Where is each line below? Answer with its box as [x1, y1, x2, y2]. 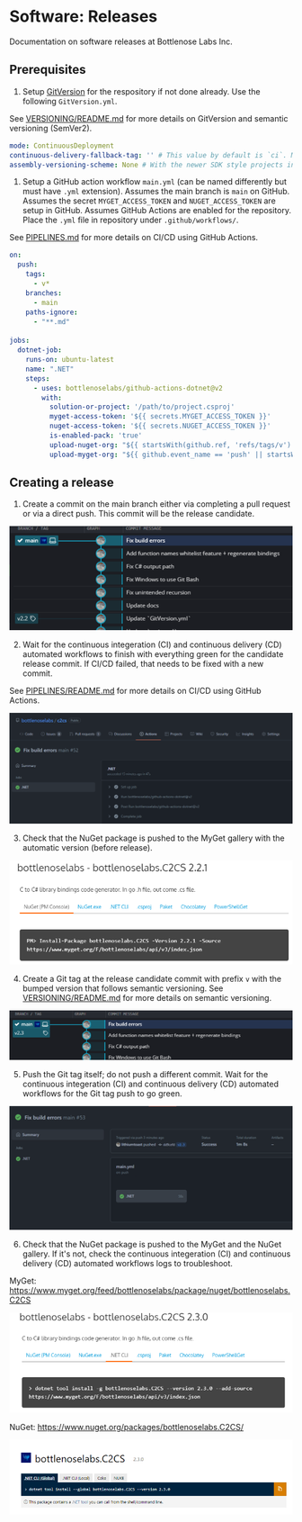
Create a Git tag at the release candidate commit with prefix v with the [22, 973, 281, 984]
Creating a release [9, 475, 114, 491]
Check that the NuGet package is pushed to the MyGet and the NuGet [22, 1238, 281, 1249]
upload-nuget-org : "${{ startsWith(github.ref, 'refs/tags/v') [49, 440, 292, 449]
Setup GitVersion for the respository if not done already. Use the [22, 86, 261, 96]
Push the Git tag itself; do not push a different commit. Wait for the [22, 1069, 269, 1080]
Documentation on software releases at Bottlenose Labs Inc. [9, 36, 234, 47]
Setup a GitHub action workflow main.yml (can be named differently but [22, 176, 288, 187]
